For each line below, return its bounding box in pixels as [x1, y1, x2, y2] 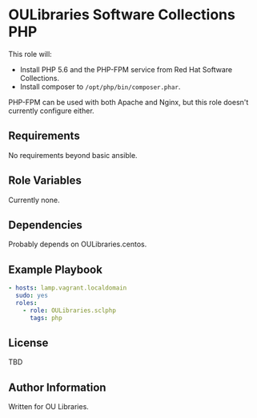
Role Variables [8, 174, 82, 188]
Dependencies [8, 218, 82, 232]
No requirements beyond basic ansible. [8, 150, 138, 160]
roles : [15, 298, 38, 306]
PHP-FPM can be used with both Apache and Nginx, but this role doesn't [8, 97, 249, 107]
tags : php [29, 314, 62, 322]
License [8, 335, 49, 350]
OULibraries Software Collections [8, 6, 236, 24]
